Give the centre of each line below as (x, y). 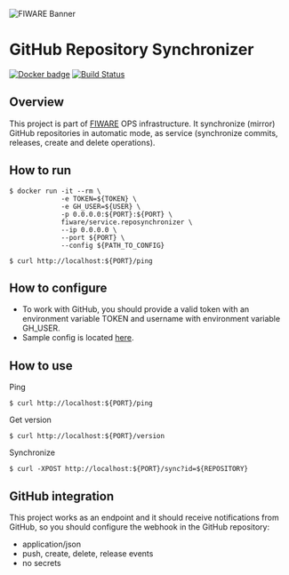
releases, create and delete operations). (82, 142)
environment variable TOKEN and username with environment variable (151, 319)
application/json (52, 544)
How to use (41, 366)
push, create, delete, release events (88, 554)
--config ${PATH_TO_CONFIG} (113, 245)
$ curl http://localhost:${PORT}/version (87, 436)
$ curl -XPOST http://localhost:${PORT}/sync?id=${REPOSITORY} (129, 469)
